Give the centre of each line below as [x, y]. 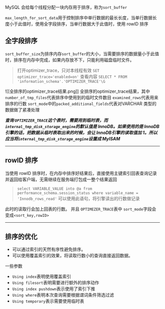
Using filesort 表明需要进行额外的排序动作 [56, 283]
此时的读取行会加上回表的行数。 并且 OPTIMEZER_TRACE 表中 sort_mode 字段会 [81, 209]
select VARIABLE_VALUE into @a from [55, 189]
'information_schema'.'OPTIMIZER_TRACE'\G [61, 81]
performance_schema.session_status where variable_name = [78, 193]
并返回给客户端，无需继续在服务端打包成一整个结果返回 [61, 179]
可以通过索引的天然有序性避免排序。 [49, 249]
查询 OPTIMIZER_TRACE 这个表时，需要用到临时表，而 [56, 120]
